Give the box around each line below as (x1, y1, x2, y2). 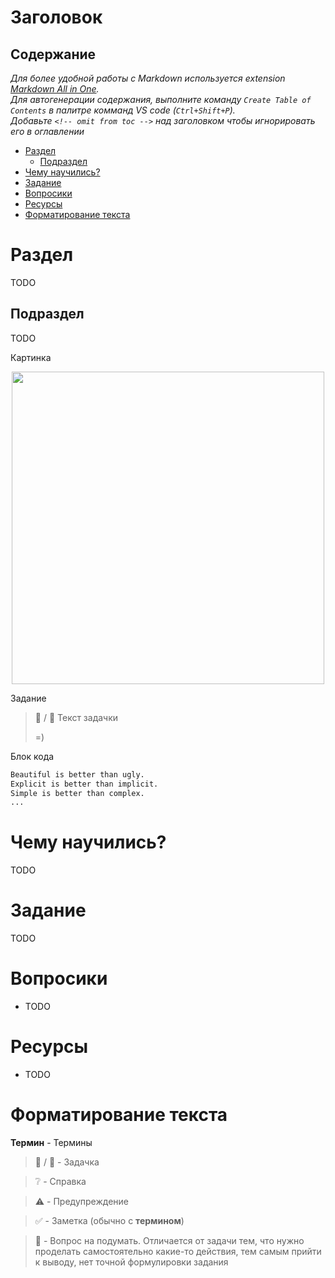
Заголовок (10, 6, 103, 29)
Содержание (10, 46, 97, 63)
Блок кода (10, 750, 55, 762)
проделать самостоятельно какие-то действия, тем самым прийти (34, 1245, 322, 1257)
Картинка (10, 351, 52, 363)
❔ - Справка (34, 1175, 87, 1187)
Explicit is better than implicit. (10, 779, 159, 789)
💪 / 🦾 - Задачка (34, 1156, 100, 1168)
